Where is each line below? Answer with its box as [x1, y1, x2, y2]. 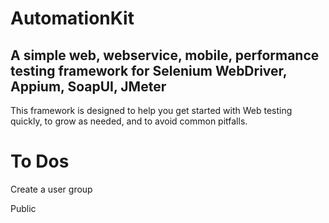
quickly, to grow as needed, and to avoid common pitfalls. [10, 115, 248, 127]
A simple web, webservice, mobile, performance [10, 47, 320, 64]
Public [10, 202, 37, 214]
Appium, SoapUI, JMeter [10, 78, 167, 95]
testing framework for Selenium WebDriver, [10, 62, 288, 79]
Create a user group [10, 183, 93, 195]
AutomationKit [10, 7, 135, 30]
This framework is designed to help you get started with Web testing [10, 105, 293, 116]
